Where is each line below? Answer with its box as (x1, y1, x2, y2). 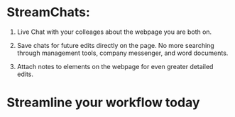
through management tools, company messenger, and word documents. (16, 49, 229, 57)
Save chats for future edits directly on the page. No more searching (16, 41, 214, 49)
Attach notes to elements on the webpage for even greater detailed (16, 62, 214, 70)
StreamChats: (6, 4, 90, 20)
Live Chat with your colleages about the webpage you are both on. (16, 27, 212, 36)
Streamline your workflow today (6, 94, 200, 111)
